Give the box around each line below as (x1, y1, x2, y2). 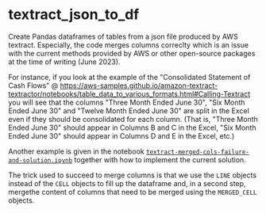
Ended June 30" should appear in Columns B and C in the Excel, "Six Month (8, 123, 256, 132)
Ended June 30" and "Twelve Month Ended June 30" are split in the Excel (8, 105, 250, 116)
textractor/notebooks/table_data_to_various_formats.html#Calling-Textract (8, 89, 251, 98)
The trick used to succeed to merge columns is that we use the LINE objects (8, 170, 256, 180)
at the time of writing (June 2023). (8, 57, 121, 67)
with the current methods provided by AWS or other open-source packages (8, 48, 256, 58)
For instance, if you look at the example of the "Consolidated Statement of (8, 72, 251, 82)
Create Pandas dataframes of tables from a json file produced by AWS (8, 32, 238, 41)
